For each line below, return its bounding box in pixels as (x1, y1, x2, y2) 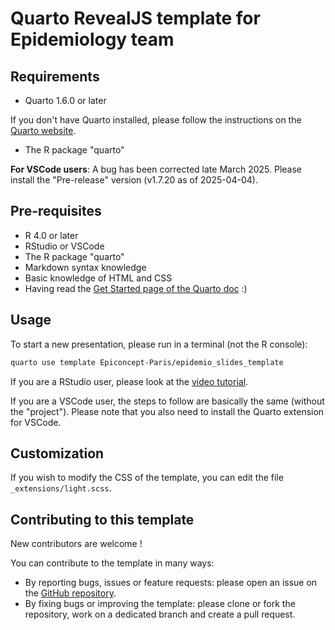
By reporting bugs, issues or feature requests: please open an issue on (24, 577, 318, 589)
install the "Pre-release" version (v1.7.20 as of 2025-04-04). (10, 174, 259, 186)
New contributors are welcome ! (10, 538, 143, 550)
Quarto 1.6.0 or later (24, 95, 107, 106)
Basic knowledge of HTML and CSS (24, 272, 173, 284)
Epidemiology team (10, 28, 175, 51)
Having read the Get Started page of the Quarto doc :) (24, 282, 248, 294)
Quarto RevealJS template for (10, 7, 261, 30)
